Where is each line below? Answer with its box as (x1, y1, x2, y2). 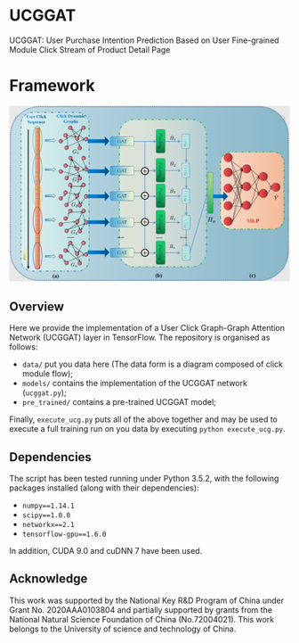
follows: (9, 342, 38, 352)
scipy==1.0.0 (21, 510, 71, 520)
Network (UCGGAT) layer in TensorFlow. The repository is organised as (9, 332, 271, 343)
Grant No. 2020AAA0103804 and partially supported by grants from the (9, 604, 273, 615)
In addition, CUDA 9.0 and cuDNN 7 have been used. (9, 545, 203, 556)
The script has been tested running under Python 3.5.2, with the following (9, 473, 279, 483)
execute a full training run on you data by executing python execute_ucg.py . (9, 424, 287, 434)
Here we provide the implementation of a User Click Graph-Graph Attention (9, 323, 286, 334)
